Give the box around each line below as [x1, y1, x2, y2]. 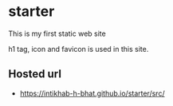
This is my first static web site [8, 29, 106, 38]
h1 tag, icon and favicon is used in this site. [8, 44, 149, 53]
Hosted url [8, 67, 62, 81]
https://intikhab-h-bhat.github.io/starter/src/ [19, 88, 165, 98]
